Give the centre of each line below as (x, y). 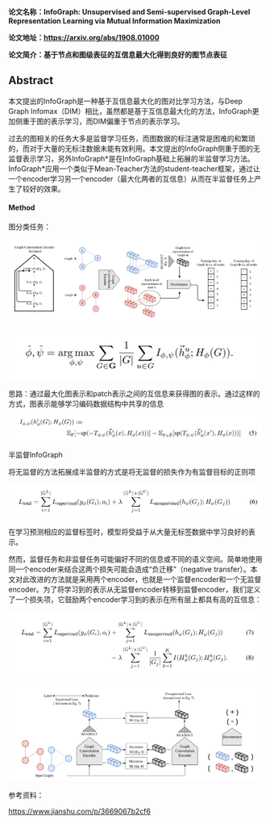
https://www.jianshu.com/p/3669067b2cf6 (80, 811)
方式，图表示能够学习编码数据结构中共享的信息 (86, 404)
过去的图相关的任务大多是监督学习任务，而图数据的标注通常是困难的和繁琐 (132, 138)
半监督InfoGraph (35, 455)
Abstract (31, 80)
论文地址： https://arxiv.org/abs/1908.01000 (84, 38)
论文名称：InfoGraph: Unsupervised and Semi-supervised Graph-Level (129, 12)
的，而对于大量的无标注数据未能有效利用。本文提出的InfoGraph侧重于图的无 (134, 148)
